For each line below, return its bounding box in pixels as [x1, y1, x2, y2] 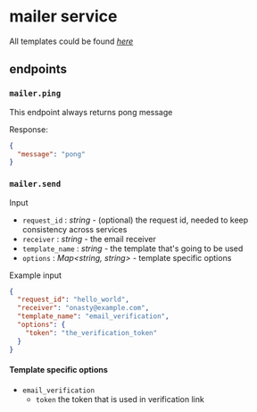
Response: [9, 123, 49, 135]
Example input [9, 270, 62, 281]
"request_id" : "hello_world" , [17, 295, 129, 305]
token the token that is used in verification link [35, 393, 205, 404]
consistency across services [21, 223, 128, 234]
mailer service [9, 6, 118, 27]
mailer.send [9, 179, 62, 189]
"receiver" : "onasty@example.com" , [17, 304, 150, 313]
